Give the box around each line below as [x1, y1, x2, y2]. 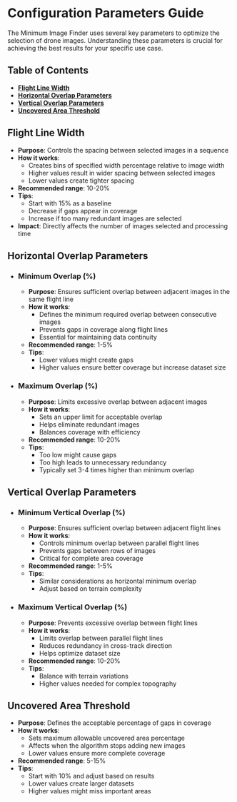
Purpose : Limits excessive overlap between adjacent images [28, 397, 208, 406]
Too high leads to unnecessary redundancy [39, 458, 167, 467]
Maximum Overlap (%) [17, 381, 99, 391]
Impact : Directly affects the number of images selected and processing [17, 221, 228, 230]
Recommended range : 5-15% [17, 756, 106, 765]
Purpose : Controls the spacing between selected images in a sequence [17, 146, 229, 154]
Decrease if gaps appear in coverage [28, 206, 138, 215]
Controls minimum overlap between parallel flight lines [39, 539, 200, 547]
